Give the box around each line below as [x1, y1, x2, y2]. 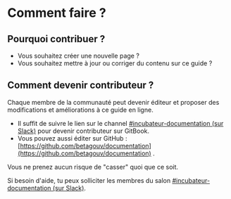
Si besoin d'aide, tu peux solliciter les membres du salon [7, 176, 171, 184]
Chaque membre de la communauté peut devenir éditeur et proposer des [7, 98, 220, 106]
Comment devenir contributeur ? [7, 79, 154, 91]
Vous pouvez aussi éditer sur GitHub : [17, 134, 127, 142]
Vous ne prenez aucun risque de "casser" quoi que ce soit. [7, 162, 178, 171]
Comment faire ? [7, 5, 107, 21]
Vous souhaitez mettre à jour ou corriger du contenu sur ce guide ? [17, 59, 213, 68]
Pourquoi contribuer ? [7, 33, 106, 45]
